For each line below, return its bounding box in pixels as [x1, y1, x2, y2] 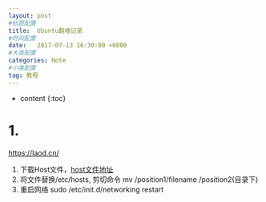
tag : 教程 [8, 71, 38, 79]
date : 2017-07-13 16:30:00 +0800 [8, 42, 127, 50]
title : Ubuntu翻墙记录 [8, 26, 83, 34]
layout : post [8, 11, 52, 20]
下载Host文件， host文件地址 [19, 164, 114, 174]
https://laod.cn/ [8, 147, 60, 157]
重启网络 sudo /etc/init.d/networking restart [19, 184, 164, 194]
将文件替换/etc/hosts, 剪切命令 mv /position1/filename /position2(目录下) [19, 174, 259, 184]
